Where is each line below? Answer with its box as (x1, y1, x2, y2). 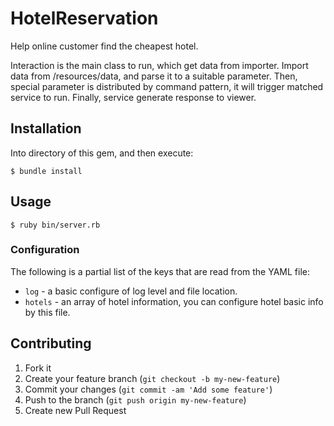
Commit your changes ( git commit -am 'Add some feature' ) (24, 383, 273, 395)
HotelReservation (10, 7, 159, 30)
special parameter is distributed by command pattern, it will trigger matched (10, 80, 324, 92)
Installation (10, 120, 82, 137)
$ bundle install (10, 166, 83, 176)
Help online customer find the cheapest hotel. (10, 40, 199, 52)
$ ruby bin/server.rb (10, 220, 101, 230)
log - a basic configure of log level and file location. (24, 285, 238, 297)
